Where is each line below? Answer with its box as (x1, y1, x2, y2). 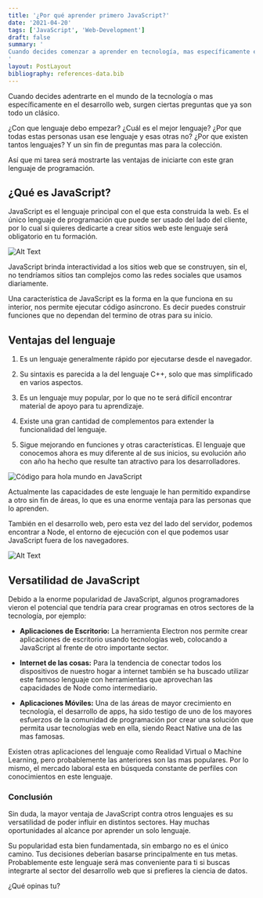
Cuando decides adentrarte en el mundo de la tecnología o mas (8, 91, 214, 100)
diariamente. (8, 279, 49, 289)
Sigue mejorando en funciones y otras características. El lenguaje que (19, 440, 246, 449)
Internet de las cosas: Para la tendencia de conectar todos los (19, 658, 222, 667)
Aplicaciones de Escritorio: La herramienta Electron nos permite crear (19, 627, 248, 636)
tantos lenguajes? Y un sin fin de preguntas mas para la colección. (8, 140, 222, 149)
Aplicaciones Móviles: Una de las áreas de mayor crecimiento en (19, 699, 232, 708)
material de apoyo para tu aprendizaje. (19, 402, 145, 411)
